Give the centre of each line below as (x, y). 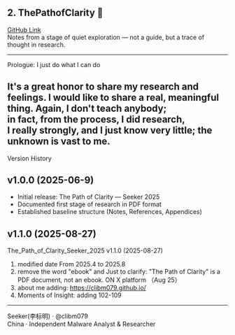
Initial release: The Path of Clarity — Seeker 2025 (88, 197)
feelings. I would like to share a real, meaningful (113, 98)
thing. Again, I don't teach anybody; (87, 109)
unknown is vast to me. (59, 142)
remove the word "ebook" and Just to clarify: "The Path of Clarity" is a (119, 272)
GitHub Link (24, 29)
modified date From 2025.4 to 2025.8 (71, 264)
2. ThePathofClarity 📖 (55, 13)
